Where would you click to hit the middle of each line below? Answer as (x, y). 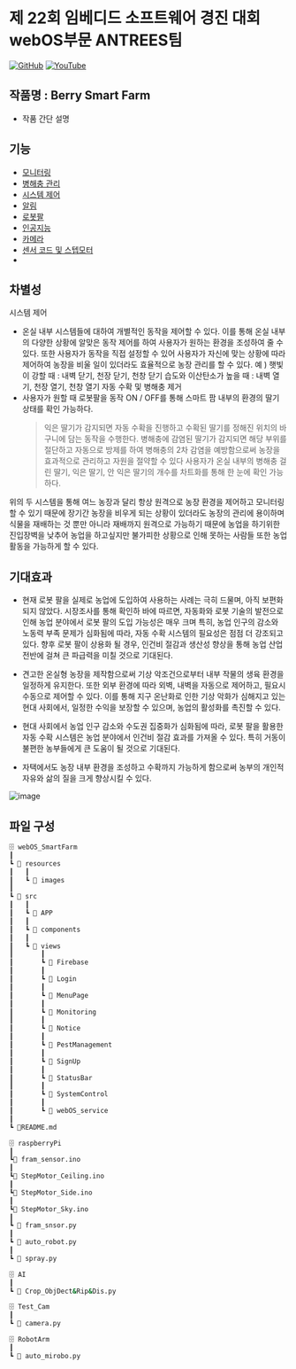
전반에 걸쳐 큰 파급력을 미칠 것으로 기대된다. (98, 656)
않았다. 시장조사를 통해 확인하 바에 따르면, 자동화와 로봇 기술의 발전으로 (161, 611)
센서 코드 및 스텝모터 (57, 250)
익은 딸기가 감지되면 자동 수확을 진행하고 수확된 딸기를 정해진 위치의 (161, 428)
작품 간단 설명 (46, 118)
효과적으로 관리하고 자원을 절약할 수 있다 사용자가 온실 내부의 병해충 (161, 461)
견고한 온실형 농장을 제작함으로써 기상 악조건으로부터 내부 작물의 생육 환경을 (153, 674)
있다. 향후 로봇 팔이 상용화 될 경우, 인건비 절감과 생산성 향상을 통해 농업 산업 (152, 644)
